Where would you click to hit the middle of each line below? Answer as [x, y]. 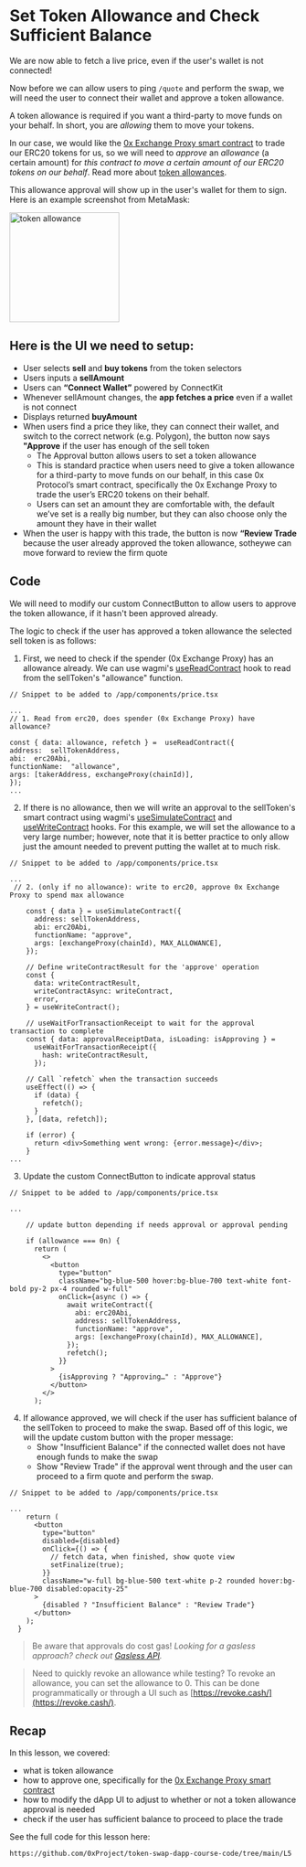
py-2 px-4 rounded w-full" [81, 1289]
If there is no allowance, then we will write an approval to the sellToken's [159, 807]
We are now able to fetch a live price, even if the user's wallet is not [137, 60]
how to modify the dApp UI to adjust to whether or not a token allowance [159, 1800]
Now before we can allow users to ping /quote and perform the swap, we [147, 88]
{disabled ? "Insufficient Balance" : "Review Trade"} [149, 1605]
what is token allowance [68, 1771]
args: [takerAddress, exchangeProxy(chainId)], [102, 774]
